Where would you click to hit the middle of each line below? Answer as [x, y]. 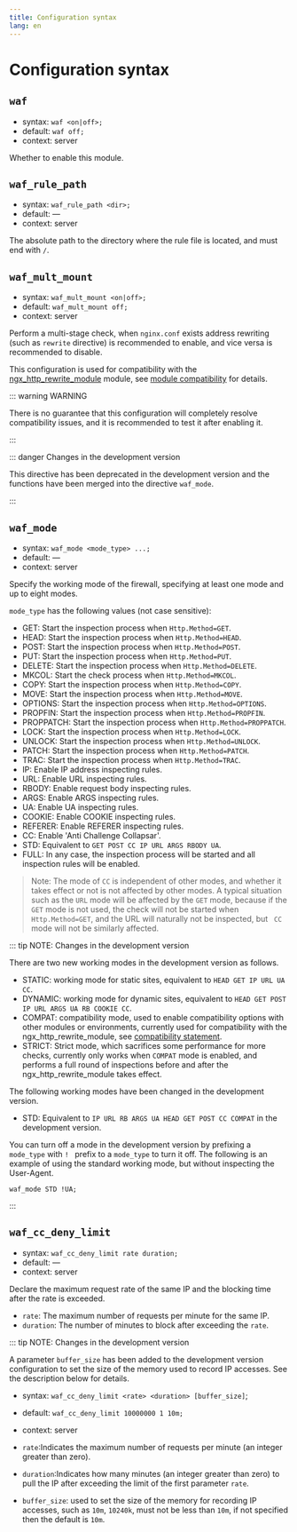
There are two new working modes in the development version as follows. [144, 962]
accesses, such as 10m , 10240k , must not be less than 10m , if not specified [155, 1510]
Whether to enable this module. [66, 157]
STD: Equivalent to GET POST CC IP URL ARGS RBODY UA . [121, 845]
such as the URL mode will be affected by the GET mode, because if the [159, 900]
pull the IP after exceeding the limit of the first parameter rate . [136, 1483]
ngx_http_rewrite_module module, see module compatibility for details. [139, 379]
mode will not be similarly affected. [95, 928]
